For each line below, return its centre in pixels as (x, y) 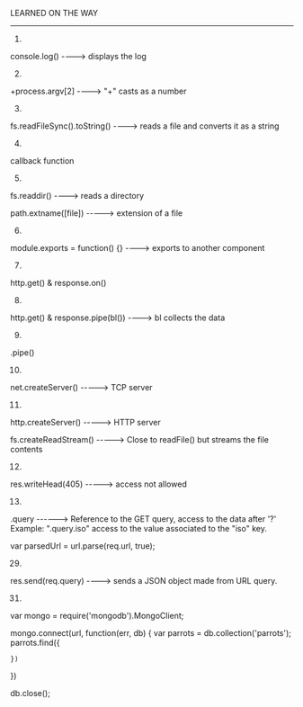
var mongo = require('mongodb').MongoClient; (97, 616)
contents (27, 449)
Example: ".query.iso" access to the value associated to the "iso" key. (139, 528)
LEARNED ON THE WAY (54, 13)
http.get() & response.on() (58, 283)
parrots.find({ (35, 643)
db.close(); (30, 693)
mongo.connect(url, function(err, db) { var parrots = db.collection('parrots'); (151, 633)
